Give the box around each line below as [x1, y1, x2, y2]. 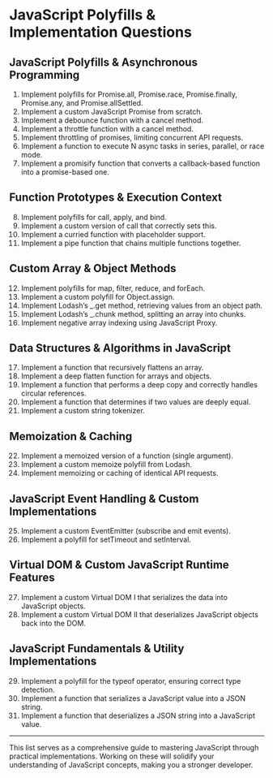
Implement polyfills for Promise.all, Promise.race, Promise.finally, [20, 89, 238, 99]
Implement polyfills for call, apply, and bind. [20, 212, 167, 222]
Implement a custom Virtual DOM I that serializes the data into [20, 592, 228, 602]
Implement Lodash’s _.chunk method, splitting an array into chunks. [20, 309, 246, 318]
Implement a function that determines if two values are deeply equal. [20, 397, 251, 407]
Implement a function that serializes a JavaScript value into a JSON [20, 693, 246, 703]
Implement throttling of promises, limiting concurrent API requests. [20, 132, 244, 142]
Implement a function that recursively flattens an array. [20, 363, 204, 373]
